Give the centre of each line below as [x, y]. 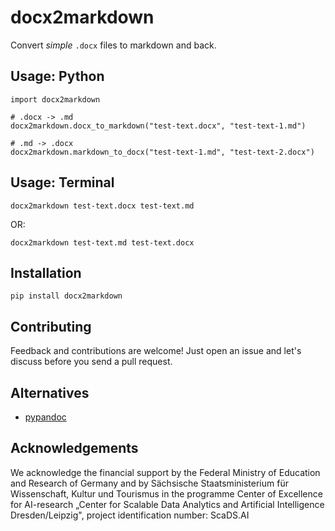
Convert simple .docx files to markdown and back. [113, 45]
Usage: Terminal [62, 182]
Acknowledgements [74, 448]
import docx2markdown [55, 99]
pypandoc [45, 417]
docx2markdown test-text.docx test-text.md [102, 206]
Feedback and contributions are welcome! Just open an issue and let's [156, 351]
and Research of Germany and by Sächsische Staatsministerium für [149, 483]
